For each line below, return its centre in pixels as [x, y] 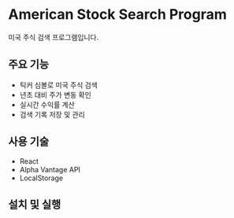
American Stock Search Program [117, 15]
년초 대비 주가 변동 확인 [56, 94]
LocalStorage [41, 178]
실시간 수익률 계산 [47, 105]
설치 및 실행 [35, 204]
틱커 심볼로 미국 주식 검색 [59, 85]
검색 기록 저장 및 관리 [52, 114]
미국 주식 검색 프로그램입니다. [54, 37]
